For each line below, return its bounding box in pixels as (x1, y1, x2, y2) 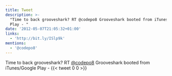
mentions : (5, 41, 27, 46)
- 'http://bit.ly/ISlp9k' (10, 36, 66, 41)
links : (5, 31, 19, 36)
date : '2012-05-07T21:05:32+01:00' (5, 27, 81, 32)
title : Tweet (5, 7, 33, 13)
